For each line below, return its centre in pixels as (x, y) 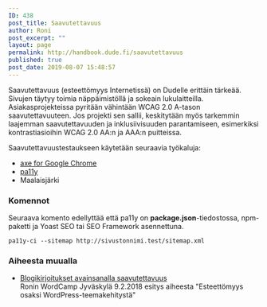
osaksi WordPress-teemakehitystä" (78, 295)
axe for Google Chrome (58, 163)
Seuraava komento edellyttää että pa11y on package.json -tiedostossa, (124, 218)
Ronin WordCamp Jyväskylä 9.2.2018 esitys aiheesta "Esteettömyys (132, 286)
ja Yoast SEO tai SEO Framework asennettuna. (108, 227)
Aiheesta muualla (43, 261)
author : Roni (30, 30)
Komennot (29, 200)
